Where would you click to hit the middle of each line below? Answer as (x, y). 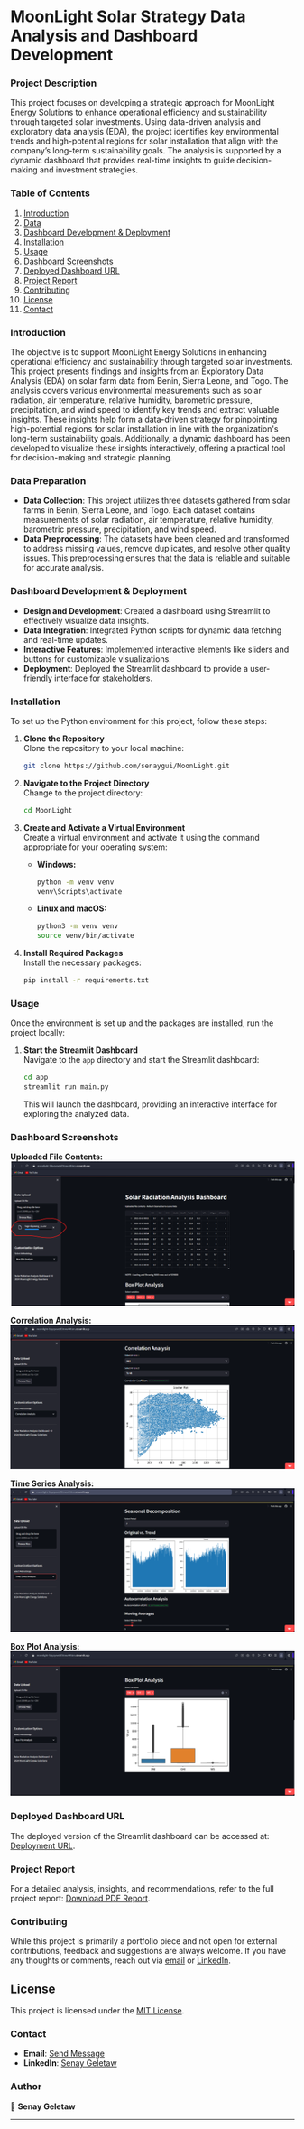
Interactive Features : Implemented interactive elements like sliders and (156, 649)
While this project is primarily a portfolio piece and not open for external (144, 1941)
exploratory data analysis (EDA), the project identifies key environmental (144, 132)
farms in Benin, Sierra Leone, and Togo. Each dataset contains (139, 510)
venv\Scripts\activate (79, 891)
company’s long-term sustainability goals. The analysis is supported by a (146, 151)
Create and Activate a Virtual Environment (104, 827)
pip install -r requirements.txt (86, 981)
